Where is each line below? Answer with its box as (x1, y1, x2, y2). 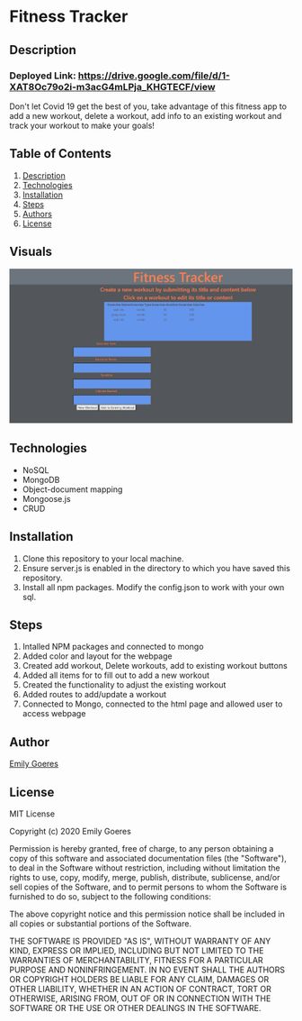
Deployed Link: (9, 69, 76, 82)
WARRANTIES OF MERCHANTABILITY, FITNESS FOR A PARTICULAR (9, 954, 263, 965)
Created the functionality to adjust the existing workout (22, 679, 226, 690)
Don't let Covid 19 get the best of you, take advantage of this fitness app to (9, 101, 288, 112)
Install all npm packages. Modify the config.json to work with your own (22, 581, 285, 592)
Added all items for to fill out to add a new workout (22, 670, 209, 681)
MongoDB (22, 474, 60, 485)
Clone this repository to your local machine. (22, 552, 184, 564)
